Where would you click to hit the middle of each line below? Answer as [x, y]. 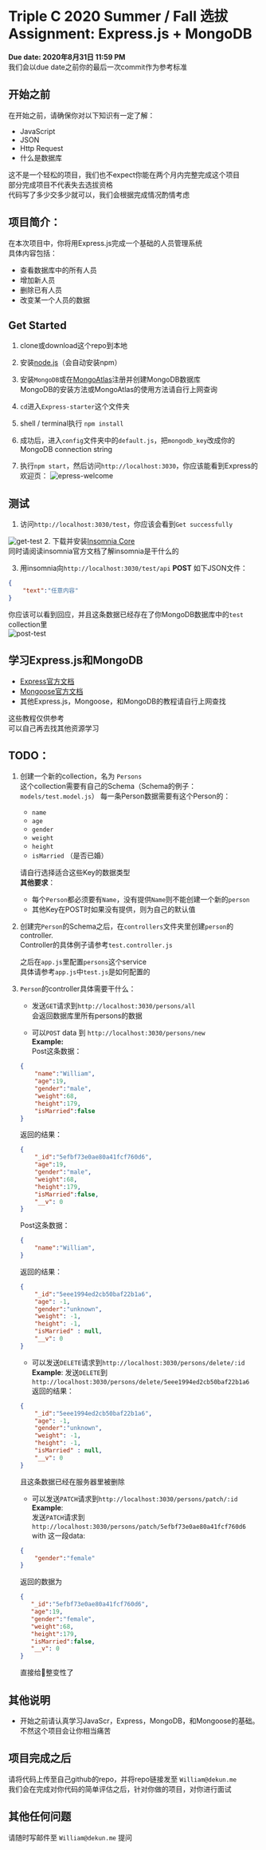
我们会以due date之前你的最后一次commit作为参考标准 [98, 67]
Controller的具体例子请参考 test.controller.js [96, 945]
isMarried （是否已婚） [70, 856]
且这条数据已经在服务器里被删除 [72, 1481]
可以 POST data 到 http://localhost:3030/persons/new [118, 1033]
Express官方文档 [47, 681]
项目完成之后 [40, 1759]
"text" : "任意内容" [51, 591]
